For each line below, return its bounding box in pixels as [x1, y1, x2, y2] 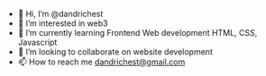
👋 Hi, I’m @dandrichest [17, 9, 104, 19]
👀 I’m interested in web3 [17, 18, 108, 29]
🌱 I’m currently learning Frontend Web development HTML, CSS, [17, 28, 258, 38]
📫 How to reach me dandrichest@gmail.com [17, 56, 186, 67]
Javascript [17, 37, 58, 47]
